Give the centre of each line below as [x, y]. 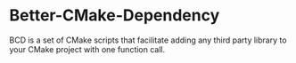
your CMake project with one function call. [87, 49]
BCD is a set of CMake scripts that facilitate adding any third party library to [148, 40]
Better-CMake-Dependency [115, 16]
